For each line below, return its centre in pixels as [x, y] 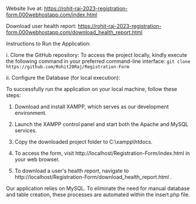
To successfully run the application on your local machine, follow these [92, 89]
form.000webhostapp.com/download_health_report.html [74, 32]
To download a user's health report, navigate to [72, 171]
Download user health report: [42, 26]
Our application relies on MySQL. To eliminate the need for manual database [98, 188]
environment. [30, 113]
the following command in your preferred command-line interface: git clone [98, 61]
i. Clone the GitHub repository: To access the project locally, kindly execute [97, 55]
